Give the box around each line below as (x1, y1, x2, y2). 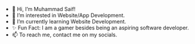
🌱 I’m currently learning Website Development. (11, 18, 126, 25)
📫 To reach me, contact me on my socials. (11, 31, 117, 38)
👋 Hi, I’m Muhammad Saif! (11, 6, 76, 12)
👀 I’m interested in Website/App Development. (11, 12, 125, 19)
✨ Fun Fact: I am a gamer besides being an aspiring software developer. (11, 24, 189, 31)
